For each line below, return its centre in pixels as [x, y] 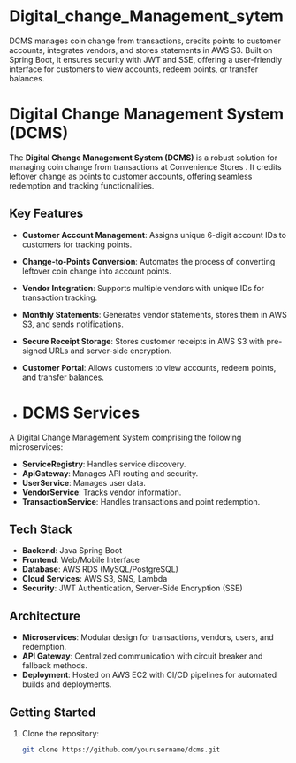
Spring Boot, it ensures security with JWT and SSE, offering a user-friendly [146, 59]
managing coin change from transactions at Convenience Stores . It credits [145, 166]
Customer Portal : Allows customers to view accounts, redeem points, [149, 367]
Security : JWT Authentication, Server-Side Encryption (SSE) [132, 588]
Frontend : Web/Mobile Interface [80, 560]
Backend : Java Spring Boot [72, 551]
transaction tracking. [60, 297]
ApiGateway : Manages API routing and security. [110, 473]
